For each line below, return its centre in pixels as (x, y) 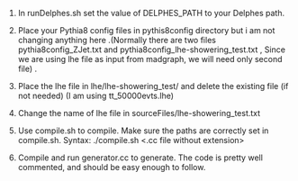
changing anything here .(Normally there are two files (117, 40)
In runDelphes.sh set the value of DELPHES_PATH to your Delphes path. (151, 13)
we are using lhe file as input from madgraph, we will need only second (150, 59)
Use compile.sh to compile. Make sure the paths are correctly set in (143, 131)
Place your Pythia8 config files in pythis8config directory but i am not (146, 30)
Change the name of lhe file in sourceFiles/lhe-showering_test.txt (139, 113)
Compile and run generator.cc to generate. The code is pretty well (140, 158)
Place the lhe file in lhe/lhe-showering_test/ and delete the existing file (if (153, 86)
